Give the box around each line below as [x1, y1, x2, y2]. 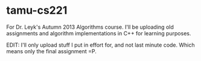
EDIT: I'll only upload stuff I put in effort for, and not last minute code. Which [6, 41, 195, 48]
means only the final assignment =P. [6, 47, 97, 54]
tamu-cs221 [6, 4, 68, 17]
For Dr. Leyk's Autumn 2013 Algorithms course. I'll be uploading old [6, 23, 174, 30]
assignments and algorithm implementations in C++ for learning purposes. [6, 29, 191, 36]
